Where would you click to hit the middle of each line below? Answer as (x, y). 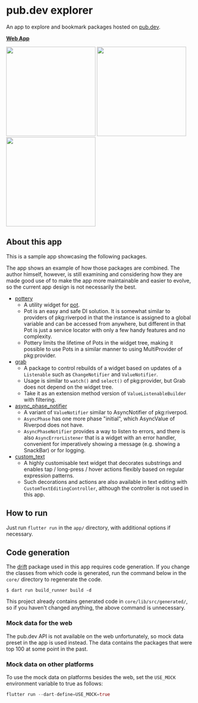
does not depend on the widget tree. (68, 387)
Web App (18, 38)
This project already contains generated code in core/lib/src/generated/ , (97, 601)
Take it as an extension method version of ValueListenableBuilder (105, 393)
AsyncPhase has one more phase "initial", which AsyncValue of (99, 418)
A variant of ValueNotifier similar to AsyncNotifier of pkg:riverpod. (106, 412)
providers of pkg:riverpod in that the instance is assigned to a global (107, 317)
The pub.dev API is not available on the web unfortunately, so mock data (95, 636)
